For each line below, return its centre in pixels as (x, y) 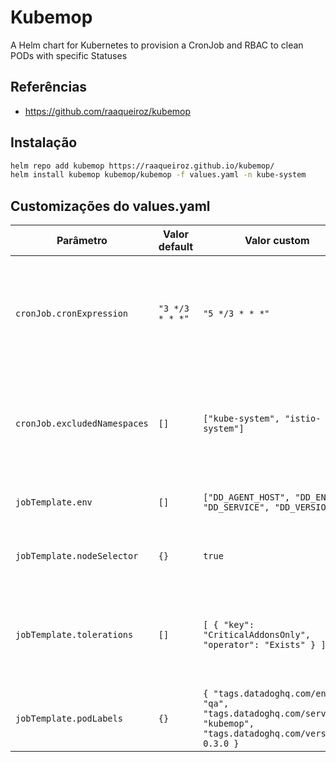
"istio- (303, 419)
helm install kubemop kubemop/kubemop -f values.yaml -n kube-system (158, 175)
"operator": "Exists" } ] (265, 645)
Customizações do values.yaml (110, 206)
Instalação (44, 142)
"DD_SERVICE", (236, 507)
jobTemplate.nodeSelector (77, 556)
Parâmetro (82, 241)
